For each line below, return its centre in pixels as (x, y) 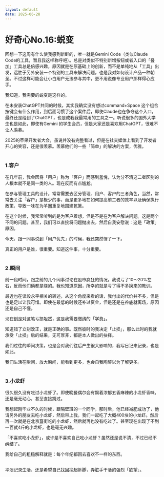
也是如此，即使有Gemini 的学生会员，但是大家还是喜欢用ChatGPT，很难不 (84, 124)
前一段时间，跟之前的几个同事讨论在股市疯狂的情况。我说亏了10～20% (76, 280)
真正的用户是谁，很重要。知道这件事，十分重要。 (54, 249)
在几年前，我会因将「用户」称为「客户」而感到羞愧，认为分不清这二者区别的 (82, 177)
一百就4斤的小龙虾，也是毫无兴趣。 (41, 427)
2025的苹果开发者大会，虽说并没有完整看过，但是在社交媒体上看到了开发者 (81, 140)
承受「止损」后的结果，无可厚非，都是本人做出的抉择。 (61, 335)
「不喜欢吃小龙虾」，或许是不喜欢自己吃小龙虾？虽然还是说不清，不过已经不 (81, 438)
